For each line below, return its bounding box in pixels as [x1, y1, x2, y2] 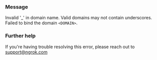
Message [5, 3, 28, 10]
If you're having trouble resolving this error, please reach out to [5, 44, 135, 50]
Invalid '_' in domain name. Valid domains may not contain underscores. [5, 15, 153, 21]
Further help [5, 32, 36, 39]
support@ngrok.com [5, 49, 48, 55]
